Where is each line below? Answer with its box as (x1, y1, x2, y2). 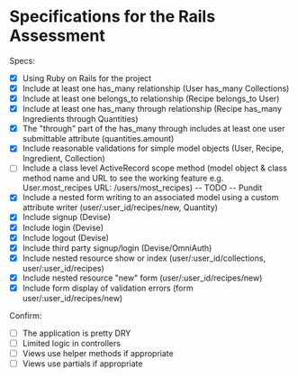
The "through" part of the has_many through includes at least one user (22, 124, 285, 134)
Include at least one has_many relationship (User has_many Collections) (22, 83, 290, 94)
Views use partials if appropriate (22, 358, 143, 369)
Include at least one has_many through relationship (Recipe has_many (22, 104, 282, 115)
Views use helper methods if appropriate (22, 348, 174, 358)
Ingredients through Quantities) (22, 114, 139, 124)
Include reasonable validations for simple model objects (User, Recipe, (22, 143, 284, 154)
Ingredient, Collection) (22, 153, 105, 164)
